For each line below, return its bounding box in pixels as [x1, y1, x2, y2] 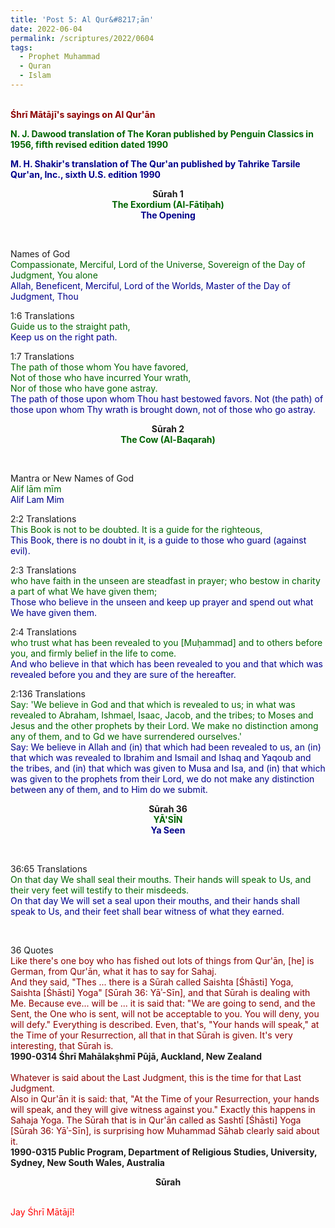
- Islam [19, 71, 52, 81]
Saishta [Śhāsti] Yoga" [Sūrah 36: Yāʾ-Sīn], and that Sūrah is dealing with [10, 986, 311, 998]
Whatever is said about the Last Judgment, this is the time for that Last [10, 1071, 302, 1083]
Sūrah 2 [151, 422, 185, 435]
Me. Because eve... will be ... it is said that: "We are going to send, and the [10, 997, 316, 1009]
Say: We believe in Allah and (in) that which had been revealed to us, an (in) [10, 741, 322, 753]
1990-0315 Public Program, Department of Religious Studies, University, [10, 1146, 318, 1158]
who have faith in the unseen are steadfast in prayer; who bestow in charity [10, 574, 321, 586]
